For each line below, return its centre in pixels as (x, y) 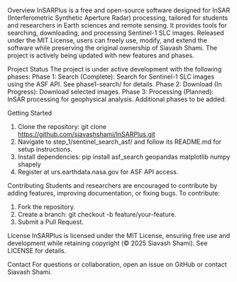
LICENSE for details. (37, 250)
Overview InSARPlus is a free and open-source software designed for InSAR (119, 10)
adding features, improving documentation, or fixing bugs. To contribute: (114, 193)
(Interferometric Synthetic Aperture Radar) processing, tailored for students (118, 18)
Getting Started (30, 113)
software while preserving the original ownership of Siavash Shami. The (112, 48)
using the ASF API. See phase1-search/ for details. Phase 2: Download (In (115, 84)
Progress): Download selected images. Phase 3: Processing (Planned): (111, 92)
